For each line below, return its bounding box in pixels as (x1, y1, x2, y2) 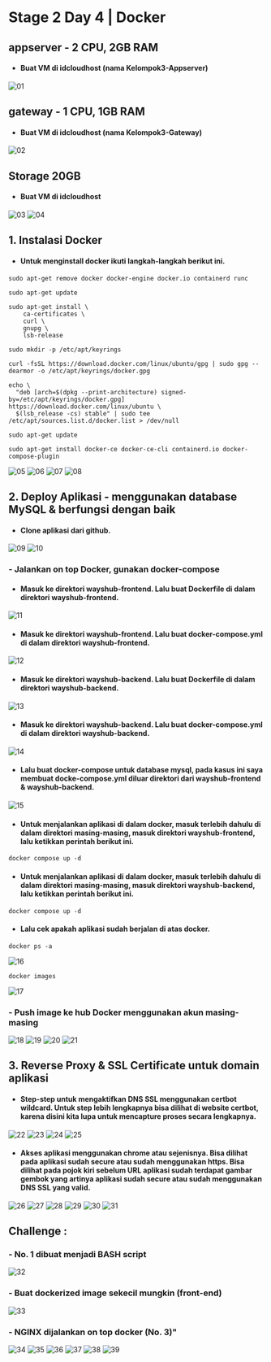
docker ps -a (8, 942, 53, 951)
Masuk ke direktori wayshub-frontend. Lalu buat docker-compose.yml (19, 629, 264, 638)
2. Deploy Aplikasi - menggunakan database (8, 490, 238, 503)
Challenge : (8, 1225, 67, 1238)
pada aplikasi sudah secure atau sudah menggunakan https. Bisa (19, 1157, 245, 1167)
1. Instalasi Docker (8, 233, 103, 247)
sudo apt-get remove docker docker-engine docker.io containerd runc (8, 274, 249, 282)
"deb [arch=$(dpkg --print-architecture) (15, 388, 158, 396)
